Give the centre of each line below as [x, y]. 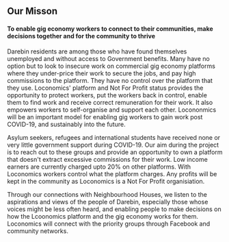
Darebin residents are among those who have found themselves [97, 51]
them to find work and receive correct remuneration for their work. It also [110, 102]
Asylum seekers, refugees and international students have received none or [114, 137]
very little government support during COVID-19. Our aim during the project [113, 145]
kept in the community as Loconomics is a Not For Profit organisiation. [106, 181]
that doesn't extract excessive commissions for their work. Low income [108, 159]
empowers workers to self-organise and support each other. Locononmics [112, 110]
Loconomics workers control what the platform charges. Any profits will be [112, 173]
